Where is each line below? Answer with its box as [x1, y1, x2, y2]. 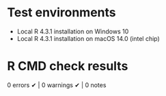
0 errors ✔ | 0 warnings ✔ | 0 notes [7, 80, 107, 89]
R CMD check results [7, 59, 128, 74]
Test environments [7, 5, 116, 20]
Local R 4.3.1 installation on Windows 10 [16, 27, 129, 35]
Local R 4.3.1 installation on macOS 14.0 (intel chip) [16, 34, 161, 42]
